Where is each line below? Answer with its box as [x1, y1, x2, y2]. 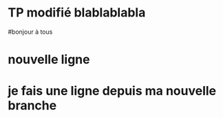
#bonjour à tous [8, 28, 53, 36]
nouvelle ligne [8, 52, 90, 67]
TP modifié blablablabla [8, 5, 146, 21]
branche [8, 98, 57, 114]
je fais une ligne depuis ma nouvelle [8, 83, 217, 99]
